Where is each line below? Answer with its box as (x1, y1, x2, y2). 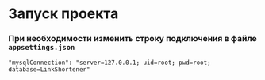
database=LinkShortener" (8, 66, 90, 74)
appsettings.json (8, 43, 75, 52)
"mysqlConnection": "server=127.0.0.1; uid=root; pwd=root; (8, 59, 212, 67)
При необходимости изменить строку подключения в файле (8, 33, 258, 44)
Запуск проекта (8, 5, 119, 23)
